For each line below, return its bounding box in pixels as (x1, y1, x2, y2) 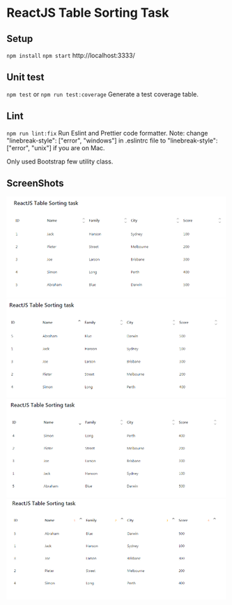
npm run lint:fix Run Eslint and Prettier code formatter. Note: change (6, 129, 208, 137)
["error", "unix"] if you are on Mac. (6, 143, 105, 152)
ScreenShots (6, 177, 64, 189)
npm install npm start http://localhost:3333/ (6, 51, 135, 59)
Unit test (6, 71, 45, 83)
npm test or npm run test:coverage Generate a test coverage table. (6, 89, 199, 99)
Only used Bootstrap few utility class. (6, 157, 114, 166)
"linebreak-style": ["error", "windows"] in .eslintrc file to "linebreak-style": (6, 136, 218, 145)
